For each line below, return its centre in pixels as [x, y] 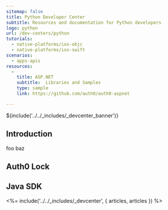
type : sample [33, 88]
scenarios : [19, 55]
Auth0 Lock [28, 166]
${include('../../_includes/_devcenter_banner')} [62, 115]
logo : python [22, 28]
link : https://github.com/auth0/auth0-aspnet [73, 94]
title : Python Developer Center [46, 17]
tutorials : [19, 39]
